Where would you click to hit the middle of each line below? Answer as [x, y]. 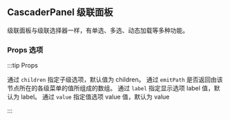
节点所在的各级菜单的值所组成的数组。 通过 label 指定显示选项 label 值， [111, 88]
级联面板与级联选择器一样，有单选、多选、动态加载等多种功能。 [98, 30]
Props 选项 [25, 50]
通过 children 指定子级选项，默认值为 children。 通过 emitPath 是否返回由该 [115, 80]
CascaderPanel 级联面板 [60, 12]
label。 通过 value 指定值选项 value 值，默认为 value [95, 97]
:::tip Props [22, 66]
